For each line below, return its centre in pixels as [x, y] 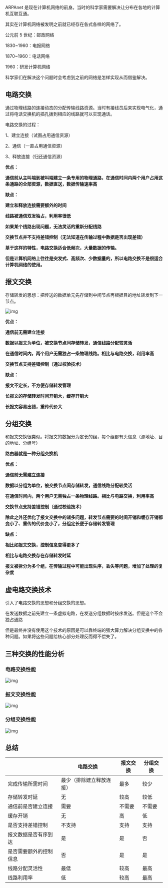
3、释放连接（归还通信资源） [35, 156]
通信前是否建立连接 [30, 806]
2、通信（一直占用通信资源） [35, 146]
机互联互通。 [18, 14]
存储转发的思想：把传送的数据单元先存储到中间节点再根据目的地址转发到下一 [84, 295]
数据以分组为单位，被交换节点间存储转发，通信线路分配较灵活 [69, 486]
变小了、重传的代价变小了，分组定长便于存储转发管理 [60, 524]
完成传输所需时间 [28, 784]
